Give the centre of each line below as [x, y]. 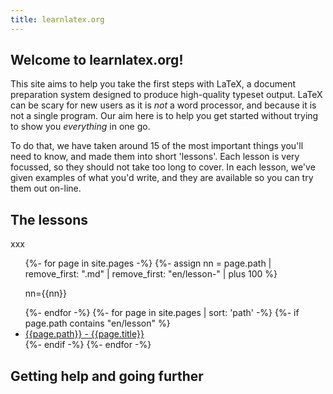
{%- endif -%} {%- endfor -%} [88, 345]
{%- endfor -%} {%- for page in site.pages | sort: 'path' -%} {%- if [162, 313]
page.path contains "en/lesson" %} [97, 323]
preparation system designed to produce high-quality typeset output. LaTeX [166, 95]
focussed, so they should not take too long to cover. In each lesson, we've [163, 167]
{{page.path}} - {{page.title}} [84, 334]
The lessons [49, 219]
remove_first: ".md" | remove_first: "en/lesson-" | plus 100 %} [151, 274]
